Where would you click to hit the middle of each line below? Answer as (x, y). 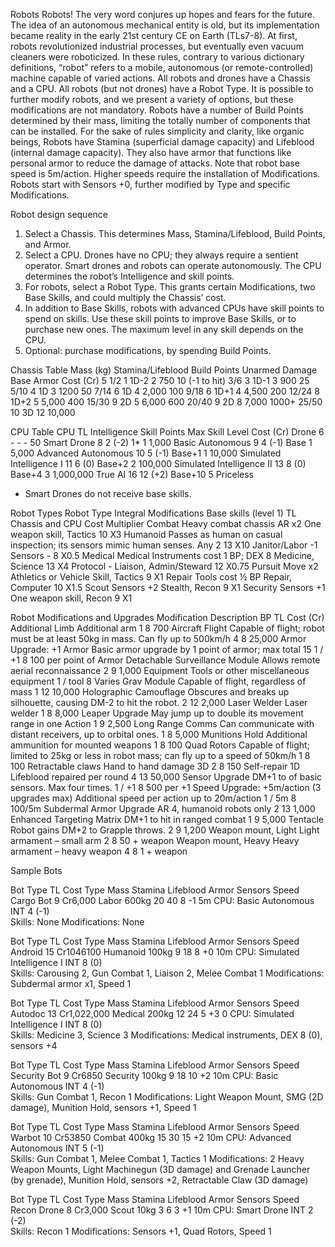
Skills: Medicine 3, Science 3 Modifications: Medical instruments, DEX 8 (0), (166, 1035)
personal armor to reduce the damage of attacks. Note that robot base (155, 163)
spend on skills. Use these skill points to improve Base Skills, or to (160, 318)
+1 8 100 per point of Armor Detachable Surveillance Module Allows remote (165, 660)
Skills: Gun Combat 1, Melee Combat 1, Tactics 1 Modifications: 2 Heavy (157, 1158)
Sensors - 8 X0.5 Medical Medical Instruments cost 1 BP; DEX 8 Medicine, (162, 555)
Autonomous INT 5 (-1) (57, 1148)
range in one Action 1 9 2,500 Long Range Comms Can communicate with (162, 723)
